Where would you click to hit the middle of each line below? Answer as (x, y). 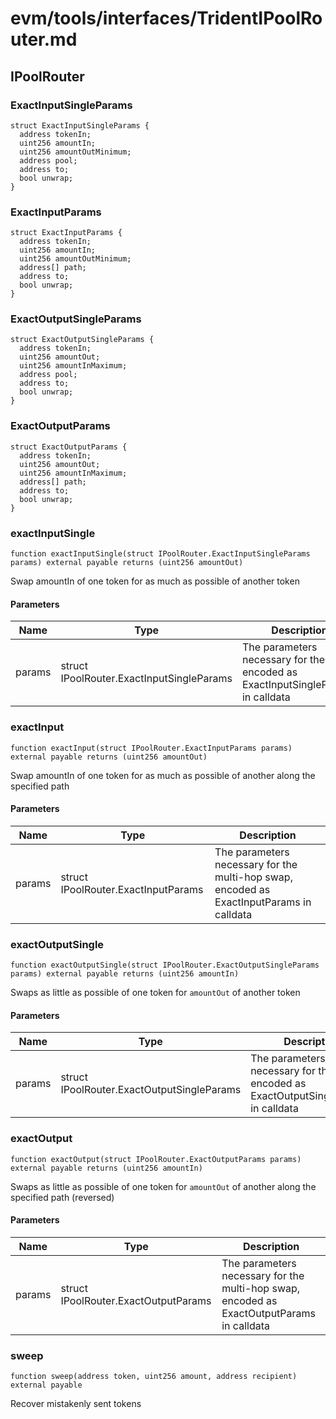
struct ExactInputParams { (66, 233)
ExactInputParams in (263, 902)
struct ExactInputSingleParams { (80, 125)
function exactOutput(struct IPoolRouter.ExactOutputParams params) (156, 1159)
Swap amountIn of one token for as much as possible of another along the (163, 775)
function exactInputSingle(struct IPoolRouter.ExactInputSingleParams (160, 554)
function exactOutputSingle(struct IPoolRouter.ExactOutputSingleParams (165, 965)
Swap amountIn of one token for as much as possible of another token (155, 581)
